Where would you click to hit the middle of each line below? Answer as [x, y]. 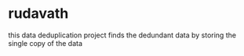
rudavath [38, 14]
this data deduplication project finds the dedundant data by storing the [122, 35]
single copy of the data [46, 43]
